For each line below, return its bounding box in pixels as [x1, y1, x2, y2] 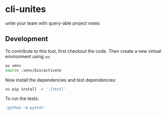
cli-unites [5, 4, 46, 15]
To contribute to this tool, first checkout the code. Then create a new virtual [5, 48, 161, 54]
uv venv [5, 63, 22, 68]
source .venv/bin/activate [5, 68, 62, 73]
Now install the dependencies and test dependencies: [5, 77, 116, 83]
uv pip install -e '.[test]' [5, 86, 66, 91]
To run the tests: [5, 95, 39, 101]
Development [5, 35, 49, 43]
